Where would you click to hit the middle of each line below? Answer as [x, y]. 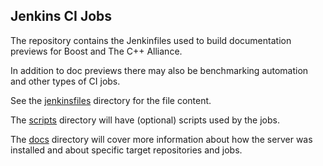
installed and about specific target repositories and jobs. [126, 150]
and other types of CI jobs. [65, 81]
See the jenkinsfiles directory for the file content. [111, 100]
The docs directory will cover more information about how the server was [161, 139]
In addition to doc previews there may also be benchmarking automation [159, 70]
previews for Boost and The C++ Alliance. [96, 51]
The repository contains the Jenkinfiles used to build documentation [151, 40]
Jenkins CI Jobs [61, 16]
